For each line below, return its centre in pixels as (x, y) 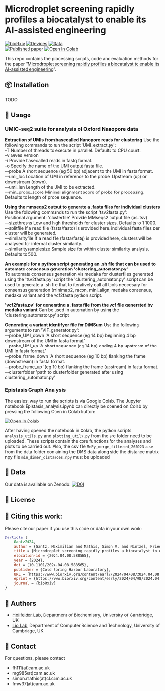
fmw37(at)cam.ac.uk (33, 683)
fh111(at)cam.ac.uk (31, 668)
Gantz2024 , (25, 542)
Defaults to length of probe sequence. (43, 197)
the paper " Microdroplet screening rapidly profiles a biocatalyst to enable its (82, 64)
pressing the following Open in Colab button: (50, 411)
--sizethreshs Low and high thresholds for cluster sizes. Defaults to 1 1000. (81, 223)
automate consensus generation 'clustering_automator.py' (67, 269)
